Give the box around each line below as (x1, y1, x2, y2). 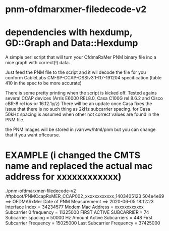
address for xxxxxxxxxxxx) (5, 171, 122, 182)
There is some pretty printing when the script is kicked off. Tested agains (5, 90, 157, 96)
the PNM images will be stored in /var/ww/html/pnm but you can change (5, 126, 156, 132)
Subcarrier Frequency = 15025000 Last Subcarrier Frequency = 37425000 (5, 220, 160, 226)
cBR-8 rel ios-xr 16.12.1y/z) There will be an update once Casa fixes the (5, 101, 152, 107)
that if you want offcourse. (5, 132, 61, 138)
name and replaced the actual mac (5, 160, 153, 172)
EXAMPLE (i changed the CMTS (5, 150, 141, 161)
